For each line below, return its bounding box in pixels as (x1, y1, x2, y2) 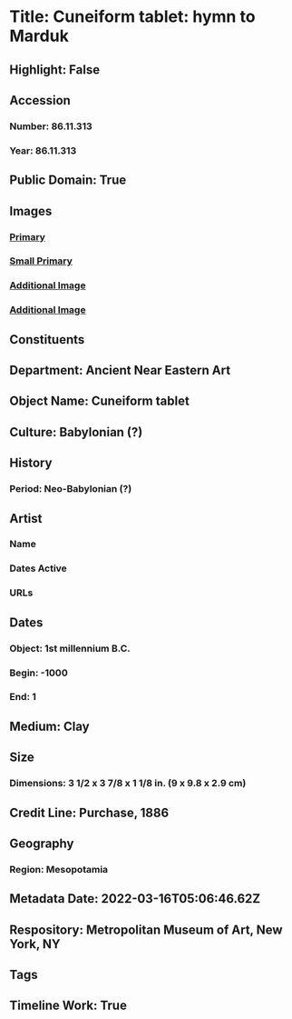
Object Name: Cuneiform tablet (9, 394, 190, 409)
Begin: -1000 (9, 666, 68, 679)
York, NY (9, 936, 61, 952)
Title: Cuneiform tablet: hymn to (9, 6, 256, 27)
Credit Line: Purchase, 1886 (9, 804, 170, 820)
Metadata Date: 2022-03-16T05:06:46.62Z (9, 891, 261, 906)
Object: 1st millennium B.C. (9, 642, 131, 654)
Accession (9, 93, 71, 108)
